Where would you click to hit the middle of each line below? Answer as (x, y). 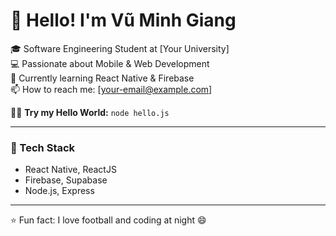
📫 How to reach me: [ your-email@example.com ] (111, 89)
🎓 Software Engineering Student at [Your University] (120, 48)
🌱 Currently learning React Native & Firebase (102, 78)
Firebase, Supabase (66, 180)
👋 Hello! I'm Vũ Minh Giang (123, 20)
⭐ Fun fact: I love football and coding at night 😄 (108, 220)
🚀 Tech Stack (43, 147)
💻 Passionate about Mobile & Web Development (110, 63)
